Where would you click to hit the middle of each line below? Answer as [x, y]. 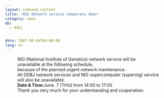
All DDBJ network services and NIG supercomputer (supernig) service [88, 75]
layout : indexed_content [30, 10]
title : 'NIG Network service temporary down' [52, 14]
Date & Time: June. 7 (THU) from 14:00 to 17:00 [65, 85]
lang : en [14, 45]
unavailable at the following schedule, [55, 64]
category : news [21, 19]
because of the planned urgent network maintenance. [71, 69]
